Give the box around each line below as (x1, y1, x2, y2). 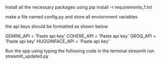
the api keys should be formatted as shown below (5, 23, 108, 29)
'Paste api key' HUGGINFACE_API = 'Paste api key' (5, 38, 110, 44)
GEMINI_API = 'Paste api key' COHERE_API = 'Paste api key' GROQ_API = (5, 33, 156, 39)
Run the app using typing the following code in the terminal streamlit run (5, 48, 154, 54)
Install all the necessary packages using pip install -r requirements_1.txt (5, 4, 152, 10)
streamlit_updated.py (5, 53, 49, 59)
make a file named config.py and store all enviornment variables (5, 14, 138, 19)
